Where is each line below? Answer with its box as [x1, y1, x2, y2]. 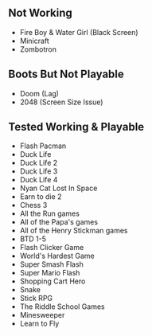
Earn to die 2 [19, 192, 62, 201]
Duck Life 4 [19, 175, 58, 185]
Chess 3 [19, 201, 48, 210]
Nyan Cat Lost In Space [19, 183, 98, 193]
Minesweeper [19, 311, 65, 320]
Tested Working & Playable [8, 120, 145, 134]
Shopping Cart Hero [19, 276, 86, 286]
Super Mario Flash [19, 268, 80, 278]
